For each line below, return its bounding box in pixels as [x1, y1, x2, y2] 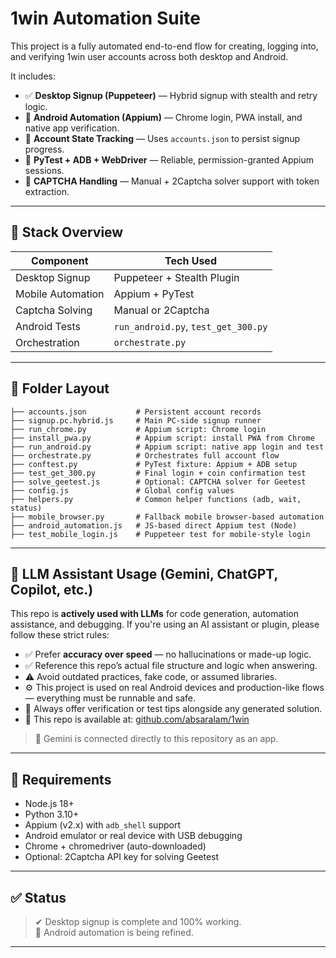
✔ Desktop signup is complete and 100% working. [34, 916, 242, 927]
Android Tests [15, 319, 81, 333]
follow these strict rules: [10, 629, 110, 641]
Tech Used [164, 253, 217, 267]
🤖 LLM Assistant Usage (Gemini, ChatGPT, [10, 565, 278, 582]
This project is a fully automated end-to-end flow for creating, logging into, [10, 40, 319, 52]
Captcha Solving [15, 303, 93, 317]
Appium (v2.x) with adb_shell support [24, 819, 182, 831]
